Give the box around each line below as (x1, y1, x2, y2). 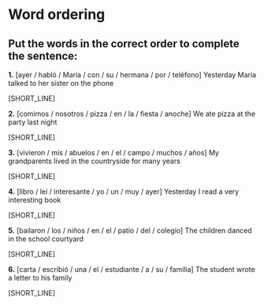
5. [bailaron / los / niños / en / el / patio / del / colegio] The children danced (8, 226, 252, 235)
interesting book (8, 195, 61, 204)
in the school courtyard (8, 234, 84, 244)
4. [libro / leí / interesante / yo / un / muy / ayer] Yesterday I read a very (8, 187, 240, 196)
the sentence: (8, 49, 78, 62)
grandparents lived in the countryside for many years (8, 156, 181, 166)
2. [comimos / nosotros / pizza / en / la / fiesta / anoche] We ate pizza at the (8, 109, 256, 118)
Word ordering (8, 6, 106, 24)
